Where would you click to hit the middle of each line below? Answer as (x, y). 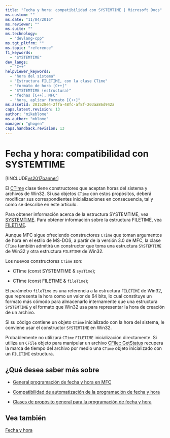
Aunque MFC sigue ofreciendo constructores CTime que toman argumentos (84, 235)
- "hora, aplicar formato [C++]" (45, 100)
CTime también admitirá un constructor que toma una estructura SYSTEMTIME (83, 246)
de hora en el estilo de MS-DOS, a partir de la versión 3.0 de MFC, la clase (83, 240)
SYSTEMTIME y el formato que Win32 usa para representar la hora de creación (85, 307)
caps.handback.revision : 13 (35, 128)
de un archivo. (20, 312)
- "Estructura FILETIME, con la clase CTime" (59, 81)
